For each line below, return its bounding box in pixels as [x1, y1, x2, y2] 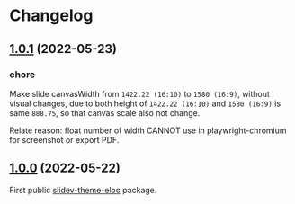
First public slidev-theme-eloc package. [9, 184, 157, 195]
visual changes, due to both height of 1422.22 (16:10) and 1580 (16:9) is [9, 98, 282, 109]
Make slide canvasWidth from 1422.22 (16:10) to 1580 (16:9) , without [9, 88, 270, 99]
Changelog [9, 5, 94, 26]
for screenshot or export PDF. [9, 134, 120, 145]
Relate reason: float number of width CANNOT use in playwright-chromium [9, 125, 287, 136]
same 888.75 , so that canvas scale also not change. [9, 107, 201, 118]
